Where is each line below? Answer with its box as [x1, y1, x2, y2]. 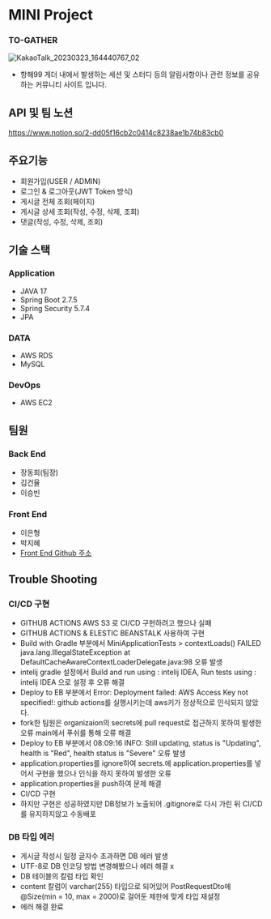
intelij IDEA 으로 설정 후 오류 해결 [19, 677, 125, 687]
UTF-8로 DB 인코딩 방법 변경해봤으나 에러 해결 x [19, 861, 175, 871]
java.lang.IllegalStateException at [19, 648, 131, 657]
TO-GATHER [8, 35, 58, 46]
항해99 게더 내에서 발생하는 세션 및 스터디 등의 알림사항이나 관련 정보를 [19, 70, 245, 79]
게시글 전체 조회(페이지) [19, 197, 95, 207]
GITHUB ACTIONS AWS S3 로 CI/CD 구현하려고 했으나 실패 [19, 618, 212, 628]
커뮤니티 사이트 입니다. [35, 79, 108, 90]
